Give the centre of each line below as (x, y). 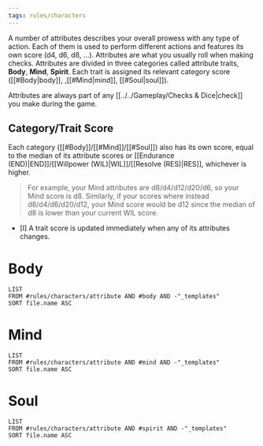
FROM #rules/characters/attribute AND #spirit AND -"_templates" (117, 429)
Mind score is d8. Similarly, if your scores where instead (119, 196)
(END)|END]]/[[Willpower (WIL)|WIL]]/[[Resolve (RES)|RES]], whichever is (127, 164)
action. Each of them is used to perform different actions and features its (126, 46)
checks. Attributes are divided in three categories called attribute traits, (124, 63)
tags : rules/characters (47, 15)
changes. (35, 237)
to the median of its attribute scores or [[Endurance (91, 156)
